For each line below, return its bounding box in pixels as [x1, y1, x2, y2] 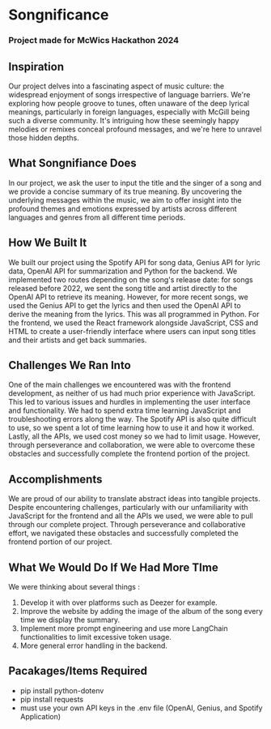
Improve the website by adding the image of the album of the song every [19, 606, 263, 615]
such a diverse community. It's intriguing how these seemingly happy [8, 115, 239, 125]
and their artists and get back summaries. [8, 335, 147, 345]
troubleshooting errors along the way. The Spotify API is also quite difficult [8, 414, 256, 424]
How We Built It [8, 236, 87, 250]
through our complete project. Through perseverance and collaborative [8, 520, 246, 530]
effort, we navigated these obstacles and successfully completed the [8, 529, 239, 538]
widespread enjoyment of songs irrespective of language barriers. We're [8, 89, 251, 99]
